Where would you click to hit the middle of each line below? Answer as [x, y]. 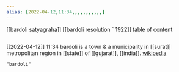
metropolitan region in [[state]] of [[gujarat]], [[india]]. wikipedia [86, 53]
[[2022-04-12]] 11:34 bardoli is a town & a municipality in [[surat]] [89, 46]
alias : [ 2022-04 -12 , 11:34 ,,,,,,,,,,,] [56, 12]
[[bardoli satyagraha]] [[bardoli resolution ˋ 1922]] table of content [89, 29]
